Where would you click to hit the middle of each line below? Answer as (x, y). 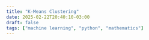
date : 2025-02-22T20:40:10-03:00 (48, 17)
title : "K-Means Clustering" (43, 11)
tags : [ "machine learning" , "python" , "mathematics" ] (75, 28)
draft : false (23, 22)
